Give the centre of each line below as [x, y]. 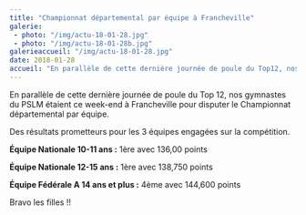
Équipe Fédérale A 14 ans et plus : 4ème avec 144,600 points [125, 184]
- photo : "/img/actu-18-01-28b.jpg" [83, 43]
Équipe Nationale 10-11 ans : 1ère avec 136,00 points [108, 149]
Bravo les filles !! [40, 202]
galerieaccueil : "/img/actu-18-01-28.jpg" [91, 52]
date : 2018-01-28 [42, 60]
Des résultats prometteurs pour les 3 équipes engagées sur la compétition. [150, 131]
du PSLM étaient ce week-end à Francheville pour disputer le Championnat [150, 104]
